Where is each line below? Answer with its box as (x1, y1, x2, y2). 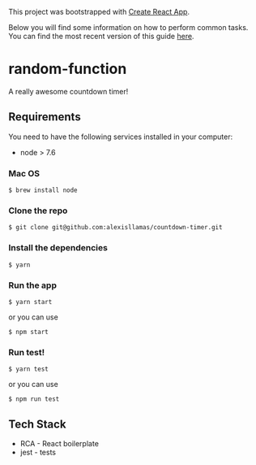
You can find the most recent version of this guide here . (8, 32, 194, 41)
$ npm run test (8, 395, 60, 403)
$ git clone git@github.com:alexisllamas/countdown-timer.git (8, 224, 223, 232)
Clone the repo (8, 205, 68, 216)
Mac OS (8, 167, 41, 179)
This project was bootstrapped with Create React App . (8, 7, 190, 16)
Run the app (8, 280, 57, 291)
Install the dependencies (8, 242, 108, 254)
